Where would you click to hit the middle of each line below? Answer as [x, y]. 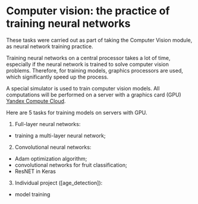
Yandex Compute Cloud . [36, 101]
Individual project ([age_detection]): [59, 183]
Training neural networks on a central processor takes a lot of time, [88, 58]
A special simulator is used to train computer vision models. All [83, 88]
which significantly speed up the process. [57, 77]
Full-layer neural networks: [48, 124]
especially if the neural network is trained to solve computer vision [88, 64]
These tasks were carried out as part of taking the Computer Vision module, [99, 40]
